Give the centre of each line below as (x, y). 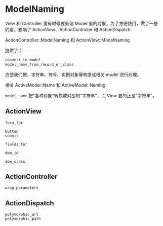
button (12, 131)
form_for (14, 123)
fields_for (16, 144)
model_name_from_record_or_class (40, 64)
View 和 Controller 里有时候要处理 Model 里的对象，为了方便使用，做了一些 (81, 23)
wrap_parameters (22, 188)
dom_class (15, 161)
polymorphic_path (23, 219)
